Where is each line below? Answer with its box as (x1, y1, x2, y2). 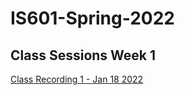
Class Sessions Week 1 (10, 47, 157, 64)
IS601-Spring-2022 (10, 7, 175, 30)
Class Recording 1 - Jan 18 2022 (10, 73, 144, 85)
